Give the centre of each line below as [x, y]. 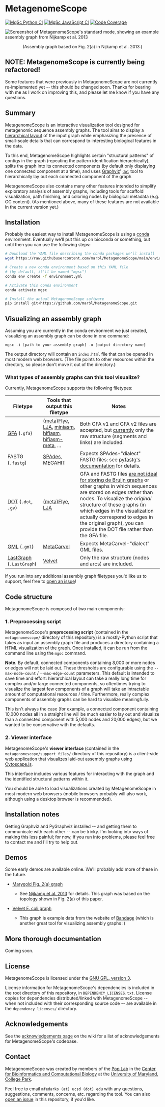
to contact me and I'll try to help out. [42, 842]
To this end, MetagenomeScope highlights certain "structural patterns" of [80, 155]
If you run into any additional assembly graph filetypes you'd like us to [76, 576]
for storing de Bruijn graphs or [115, 480]
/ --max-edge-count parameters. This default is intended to [96, 673]
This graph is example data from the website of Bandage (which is [86, 918]
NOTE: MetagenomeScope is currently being [75, 62]
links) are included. [102, 443]
